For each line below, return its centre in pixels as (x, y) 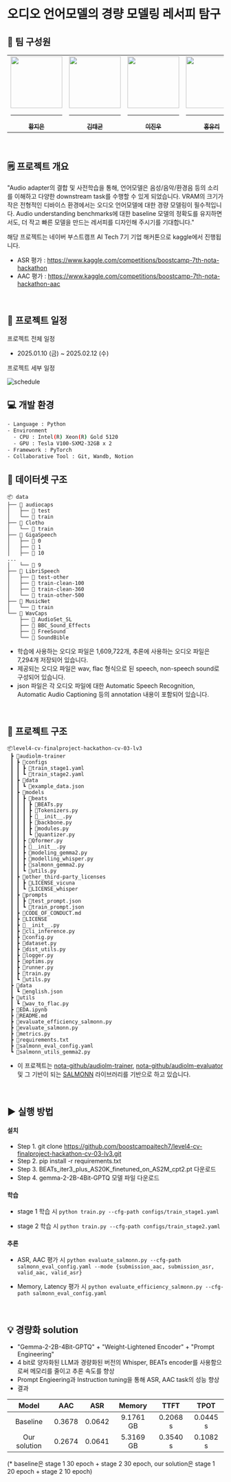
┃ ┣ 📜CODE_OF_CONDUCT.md (45, 913)
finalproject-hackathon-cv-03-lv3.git (69, 1154)
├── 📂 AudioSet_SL (46, 619)
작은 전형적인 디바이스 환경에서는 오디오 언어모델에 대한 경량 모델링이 (100, 205)
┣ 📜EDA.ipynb (29, 1010)
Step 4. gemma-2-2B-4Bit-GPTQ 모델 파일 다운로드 (88, 1178)
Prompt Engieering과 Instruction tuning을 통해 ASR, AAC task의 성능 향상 (118, 1380)
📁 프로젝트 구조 (37, 731)
